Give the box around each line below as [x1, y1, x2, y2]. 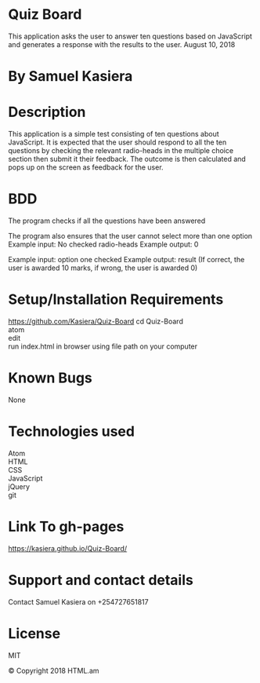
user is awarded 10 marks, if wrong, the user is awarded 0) [8, 263, 198, 272]
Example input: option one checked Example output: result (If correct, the [8, 255, 245, 264]
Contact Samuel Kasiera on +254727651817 [8, 597, 149, 606]
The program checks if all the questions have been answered [8, 216, 206, 225]
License [8, 624, 61, 642]
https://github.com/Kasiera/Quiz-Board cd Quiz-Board [8, 316, 184, 326]
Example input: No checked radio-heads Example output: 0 [8, 239, 199, 249]
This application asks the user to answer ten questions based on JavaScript [8, 31, 253, 41]
